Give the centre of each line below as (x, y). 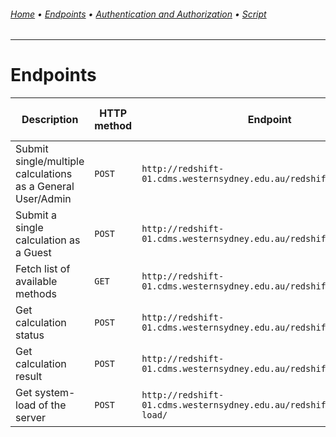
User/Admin (43, 199)
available (36, 282)
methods (36, 294)
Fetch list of (43, 269)
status (30, 335)
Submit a (36, 215)
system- (55, 393)
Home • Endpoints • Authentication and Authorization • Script (138, 14)
